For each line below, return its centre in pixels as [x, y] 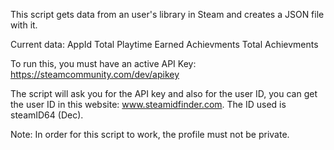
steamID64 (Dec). [47, 115]
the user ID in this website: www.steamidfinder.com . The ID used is [148, 104]
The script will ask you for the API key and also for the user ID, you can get [164, 93]
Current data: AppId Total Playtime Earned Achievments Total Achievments [164, 44]
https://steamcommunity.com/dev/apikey [95, 74]
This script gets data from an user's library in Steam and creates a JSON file [167, 14]
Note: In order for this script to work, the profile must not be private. [150, 134]
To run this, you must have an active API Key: [103, 63]
